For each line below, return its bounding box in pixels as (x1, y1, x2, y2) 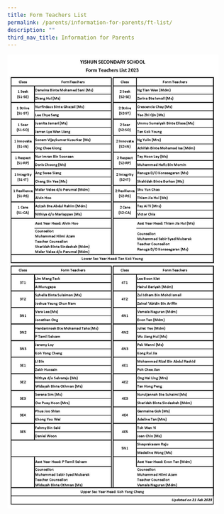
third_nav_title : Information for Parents (7, 34, 135, 41)
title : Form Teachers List (7, 11, 87, 18)
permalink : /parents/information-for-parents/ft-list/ (7, 18, 173, 26)
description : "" (7, 26, 55, 33)
